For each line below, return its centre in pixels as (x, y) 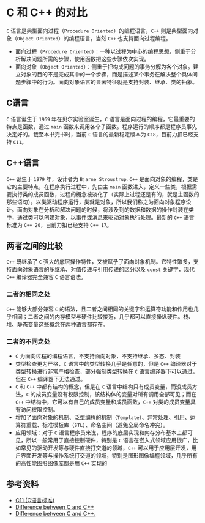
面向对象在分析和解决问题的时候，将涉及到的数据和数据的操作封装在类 (105, 209)
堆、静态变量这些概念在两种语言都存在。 (57, 324)
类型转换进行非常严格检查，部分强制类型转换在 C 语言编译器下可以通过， (106, 371)
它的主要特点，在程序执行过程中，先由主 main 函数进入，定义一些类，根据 (99, 187)
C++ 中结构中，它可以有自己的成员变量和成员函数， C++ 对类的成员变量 (103, 402)
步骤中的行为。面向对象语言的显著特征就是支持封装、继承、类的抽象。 (109, 82)
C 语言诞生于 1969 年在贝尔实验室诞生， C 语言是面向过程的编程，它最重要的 (101, 119)
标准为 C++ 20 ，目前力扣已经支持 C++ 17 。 (59, 224)
